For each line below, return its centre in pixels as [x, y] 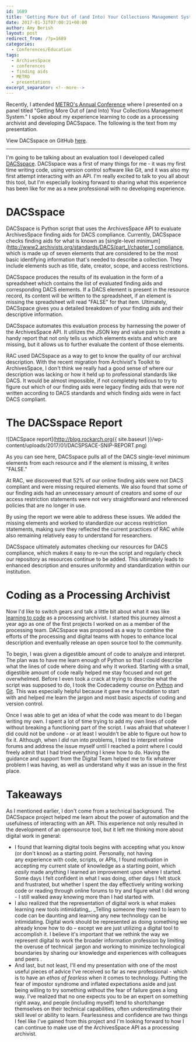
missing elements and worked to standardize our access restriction [87, 523]
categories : [20, 44]
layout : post [22, 33]
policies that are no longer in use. [46, 505]
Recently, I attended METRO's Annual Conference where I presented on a [94, 104]
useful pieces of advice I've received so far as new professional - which [101, 971]
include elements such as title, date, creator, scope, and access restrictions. [97, 265]
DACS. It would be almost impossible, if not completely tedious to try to [92, 381]
